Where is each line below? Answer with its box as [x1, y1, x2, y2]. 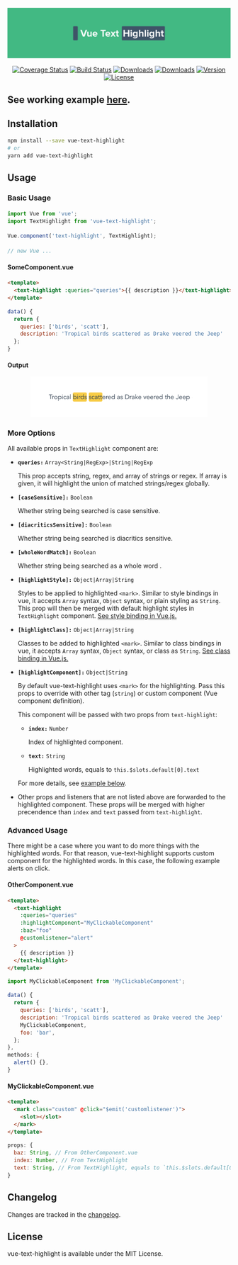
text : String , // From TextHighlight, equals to [13, 1164, 160, 1171]
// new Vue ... [7, 247, 52, 255]
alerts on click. [7, 864, 50, 872]
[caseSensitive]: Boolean [17, 494, 93, 502]
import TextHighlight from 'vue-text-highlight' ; [7, 218, 157, 225]
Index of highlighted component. [28, 738, 124, 746]
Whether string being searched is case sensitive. [17, 507, 161, 515]
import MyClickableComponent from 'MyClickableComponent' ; [7, 978, 186, 985]
